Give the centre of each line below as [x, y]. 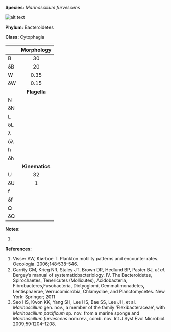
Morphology [36, 50]
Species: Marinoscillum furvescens [43, 7]
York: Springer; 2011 [34, 297]
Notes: [13, 229]
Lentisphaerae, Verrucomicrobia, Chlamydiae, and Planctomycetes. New [89, 291]
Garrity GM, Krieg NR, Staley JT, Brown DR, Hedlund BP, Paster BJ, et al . [89, 270]
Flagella [36, 92]
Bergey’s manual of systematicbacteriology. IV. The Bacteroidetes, [82, 275]
